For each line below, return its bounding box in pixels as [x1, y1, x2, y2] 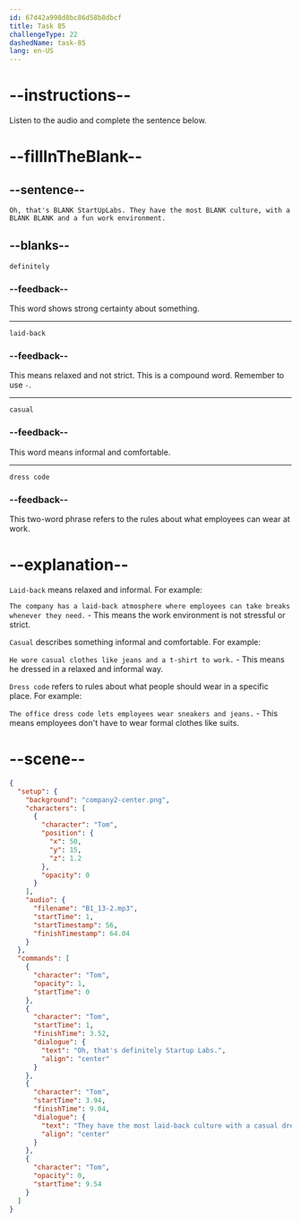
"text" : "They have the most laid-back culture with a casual [41, 1120, 279, 1130]
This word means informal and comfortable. [9, 447, 171, 457]
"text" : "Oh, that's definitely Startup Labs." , [41, 1046, 227, 1055]
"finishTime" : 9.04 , [32, 1104, 110, 1114]
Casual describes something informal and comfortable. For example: [9, 637, 262, 647]
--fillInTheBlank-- [9, 146, 143, 167]
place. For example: [9, 691, 82, 701]
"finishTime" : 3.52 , [32, 1030, 110, 1039]
